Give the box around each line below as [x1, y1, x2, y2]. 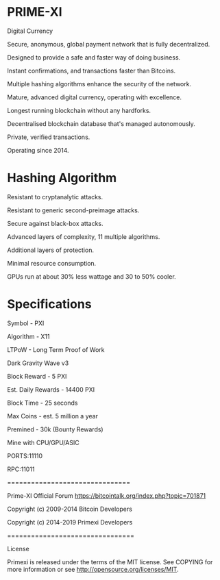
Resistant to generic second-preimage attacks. [7, 206, 140, 214]
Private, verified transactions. [7, 133, 90, 141]
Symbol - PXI [7, 319, 45, 327]
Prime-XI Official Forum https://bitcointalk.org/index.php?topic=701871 [7, 491, 206, 500]
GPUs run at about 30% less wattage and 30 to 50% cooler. [7, 272, 176, 281]
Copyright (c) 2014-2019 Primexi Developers [7, 518, 133, 526]
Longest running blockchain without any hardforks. [7, 106, 151, 114]
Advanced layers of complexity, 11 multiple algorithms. [7, 232, 160, 240]
